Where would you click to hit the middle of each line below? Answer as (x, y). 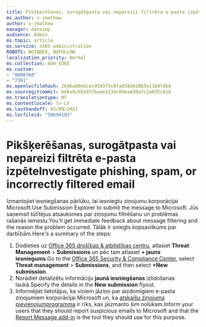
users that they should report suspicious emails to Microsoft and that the (107, 311)
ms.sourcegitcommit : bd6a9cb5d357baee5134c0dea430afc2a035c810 (89, 92)
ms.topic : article (30, 40)
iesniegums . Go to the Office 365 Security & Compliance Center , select (105, 259)
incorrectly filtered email (71, 184)
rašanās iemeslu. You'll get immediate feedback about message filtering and (102, 221)
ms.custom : (20, 69)
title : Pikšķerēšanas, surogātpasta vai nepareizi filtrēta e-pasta (96, 12)
